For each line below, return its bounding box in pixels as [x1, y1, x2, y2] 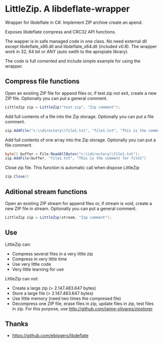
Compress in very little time [12, 256, 67, 262]
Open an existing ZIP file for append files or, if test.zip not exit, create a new [5, 90, 157, 96]
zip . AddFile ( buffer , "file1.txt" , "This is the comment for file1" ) [5, 156, 147, 161]
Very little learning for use [12, 266, 64, 272]
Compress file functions [5, 77, 80, 86]
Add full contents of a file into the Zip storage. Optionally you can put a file [5, 113, 154, 120]
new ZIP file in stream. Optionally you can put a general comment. [5, 206, 137, 211]
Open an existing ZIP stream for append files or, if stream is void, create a [5, 200, 152, 206]
